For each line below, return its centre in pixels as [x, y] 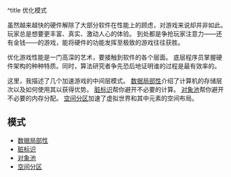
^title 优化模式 [27, 10]
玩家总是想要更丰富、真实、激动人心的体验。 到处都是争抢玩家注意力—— [112, 34]
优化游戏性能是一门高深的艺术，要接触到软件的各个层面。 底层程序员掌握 [112, 57]
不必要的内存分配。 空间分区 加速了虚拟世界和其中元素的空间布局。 [103, 98]
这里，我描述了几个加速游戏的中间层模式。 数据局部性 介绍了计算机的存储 [112, 81]
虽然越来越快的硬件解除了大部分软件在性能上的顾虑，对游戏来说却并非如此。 [117, 25]
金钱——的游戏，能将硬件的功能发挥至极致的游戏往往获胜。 [98, 43]
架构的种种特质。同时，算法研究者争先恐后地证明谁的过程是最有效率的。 [117, 66]
